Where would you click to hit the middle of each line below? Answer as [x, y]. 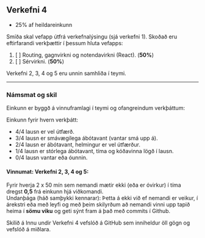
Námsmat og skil [32, 95]
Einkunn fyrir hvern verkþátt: [42, 120]
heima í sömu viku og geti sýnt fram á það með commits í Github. [88, 211]
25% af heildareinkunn [44, 24]
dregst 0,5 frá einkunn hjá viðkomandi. [55, 192]
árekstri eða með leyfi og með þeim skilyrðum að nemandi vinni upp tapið [98, 204]
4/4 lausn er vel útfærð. [45, 132]
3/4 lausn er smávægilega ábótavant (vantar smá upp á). [86, 138]
